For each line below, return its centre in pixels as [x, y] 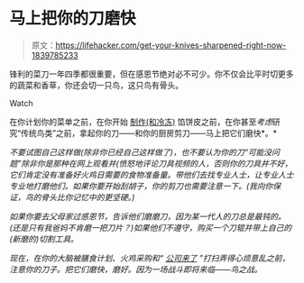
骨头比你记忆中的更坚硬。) [88, 197]
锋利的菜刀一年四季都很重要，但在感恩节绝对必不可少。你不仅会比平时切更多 [152, 74]
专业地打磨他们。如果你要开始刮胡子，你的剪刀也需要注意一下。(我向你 [141, 186]
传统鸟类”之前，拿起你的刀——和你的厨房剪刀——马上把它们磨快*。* [149, 132]
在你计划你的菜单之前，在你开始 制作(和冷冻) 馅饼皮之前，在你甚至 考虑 [141, 122]
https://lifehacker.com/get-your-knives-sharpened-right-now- [171, 45]
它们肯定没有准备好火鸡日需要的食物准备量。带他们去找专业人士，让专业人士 [152, 174]
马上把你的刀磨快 [73, 18]
